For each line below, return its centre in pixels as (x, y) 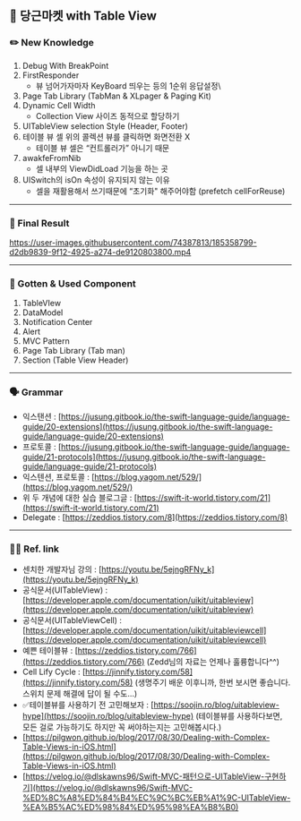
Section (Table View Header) (75, 360)
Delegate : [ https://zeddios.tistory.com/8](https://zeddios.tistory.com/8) (155, 517)
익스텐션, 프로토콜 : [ (58, 476)
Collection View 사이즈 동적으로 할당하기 (107, 115)
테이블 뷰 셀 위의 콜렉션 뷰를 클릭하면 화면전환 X (106, 136)
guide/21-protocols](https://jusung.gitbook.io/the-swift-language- (144, 457)
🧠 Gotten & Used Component (73, 283)
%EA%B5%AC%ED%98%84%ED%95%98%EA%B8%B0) (130, 807)
